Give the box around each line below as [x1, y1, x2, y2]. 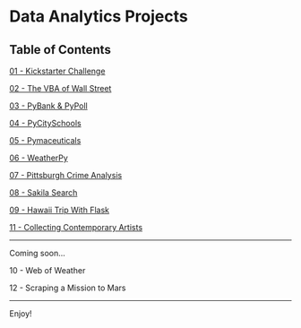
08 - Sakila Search [9, 187, 78, 198]
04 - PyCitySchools [9, 118, 82, 128]
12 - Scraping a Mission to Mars [9, 282, 126, 293]
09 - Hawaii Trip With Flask [9, 204, 110, 215]
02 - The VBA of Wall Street [9, 83, 112, 93]
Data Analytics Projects [9, 6, 188, 27]
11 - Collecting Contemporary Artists [9, 222, 143, 232]
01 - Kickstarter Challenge [9, 65, 106, 76]
